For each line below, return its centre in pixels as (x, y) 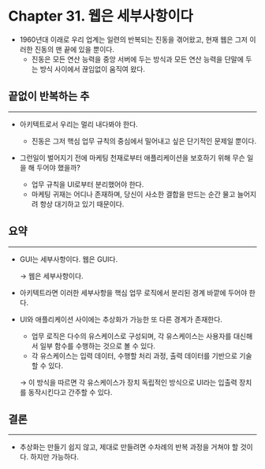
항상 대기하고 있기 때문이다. (82, 204)
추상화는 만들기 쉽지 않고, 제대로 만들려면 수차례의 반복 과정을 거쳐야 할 (129, 447)
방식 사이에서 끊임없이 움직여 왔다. (93, 69)
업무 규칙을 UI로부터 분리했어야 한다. (88, 184)
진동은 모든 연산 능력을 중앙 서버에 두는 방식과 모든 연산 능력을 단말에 (138, 59)
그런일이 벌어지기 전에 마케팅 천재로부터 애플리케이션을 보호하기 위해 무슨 (132, 158)
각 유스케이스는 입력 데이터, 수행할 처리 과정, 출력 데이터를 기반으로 (134, 355)
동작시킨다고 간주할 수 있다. (70, 392)
